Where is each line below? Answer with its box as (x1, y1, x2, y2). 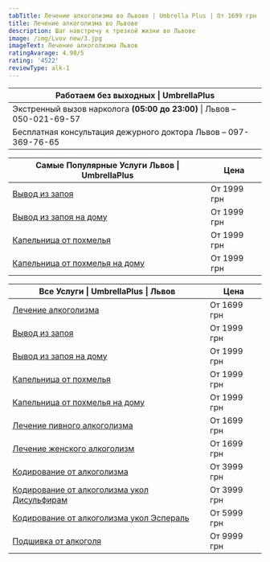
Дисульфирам (12, 494, 68, 505)
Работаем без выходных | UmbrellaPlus (55, 89, 215, 101)
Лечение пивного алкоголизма (12, 420, 133, 431)
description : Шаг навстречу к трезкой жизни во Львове (8, 27, 196, 35)
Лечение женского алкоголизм (12, 443, 135, 454)
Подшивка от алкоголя (12, 535, 102, 547)
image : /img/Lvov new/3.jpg (8, 34, 103, 43)
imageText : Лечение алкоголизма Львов (8, 42, 138, 50)
